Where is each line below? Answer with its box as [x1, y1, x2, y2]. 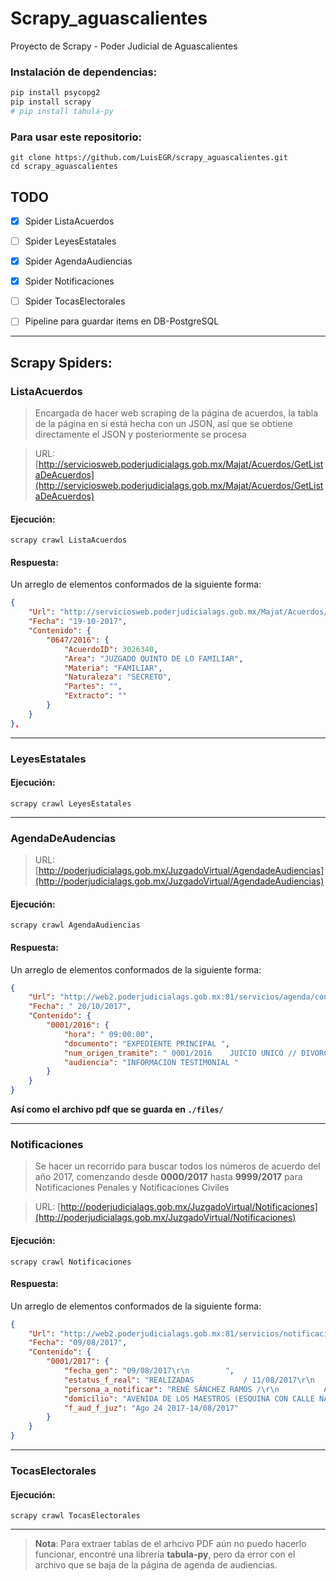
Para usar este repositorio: [10, 130, 142, 144]
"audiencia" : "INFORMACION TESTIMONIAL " [63, 1057, 240, 1067]
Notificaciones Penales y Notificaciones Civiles [34, 1182, 230, 1194]
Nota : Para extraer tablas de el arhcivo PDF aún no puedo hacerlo [34, 1538, 307, 1550]
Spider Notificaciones [24, 275, 115, 287]
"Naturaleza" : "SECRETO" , [63, 672, 172, 682]
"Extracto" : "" [63, 691, 128, 701]
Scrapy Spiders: [10, 354, 113, 371]
